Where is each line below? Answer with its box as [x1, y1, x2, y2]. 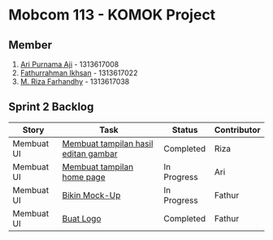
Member [8, 38, 53, 52]
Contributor [214, 124, 261, 135]
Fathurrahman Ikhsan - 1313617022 [19, 68, 138, 78]
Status [171, 124, 198, 135]
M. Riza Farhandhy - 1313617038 [19, 77, 130, 86]
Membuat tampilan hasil [62, 138, 154, 149]
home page [62, 171, 106, 182]
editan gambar [62, 148, 118, 159]
